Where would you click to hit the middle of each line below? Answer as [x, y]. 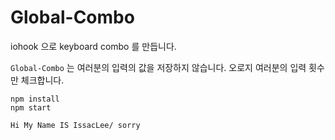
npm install [35, 99]
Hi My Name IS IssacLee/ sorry [75, 125]
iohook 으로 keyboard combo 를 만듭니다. [93, 46]
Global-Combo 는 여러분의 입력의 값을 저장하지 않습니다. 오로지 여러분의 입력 [158, 67]
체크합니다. [42, 80]
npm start [31, 107]
